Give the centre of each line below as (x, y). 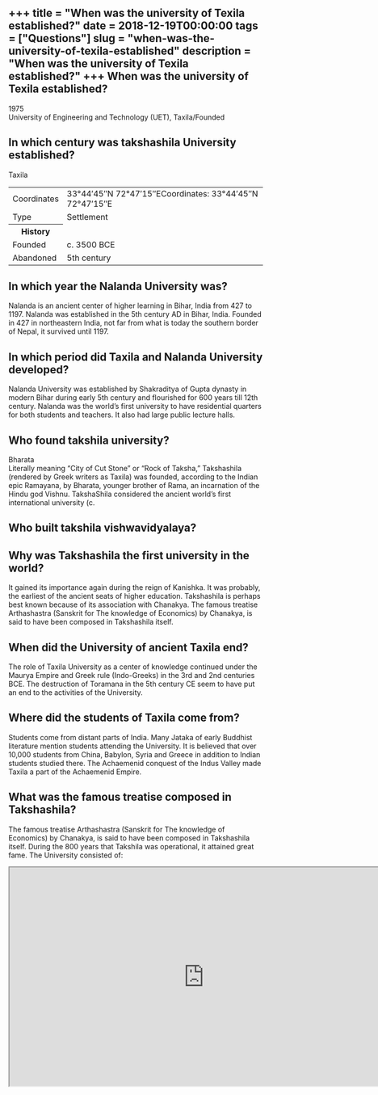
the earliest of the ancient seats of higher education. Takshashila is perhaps (134, 596)
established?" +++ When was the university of (128, 76)
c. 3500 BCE (91, 244)
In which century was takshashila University (122, 143)
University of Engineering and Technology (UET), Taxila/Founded (116, 117)
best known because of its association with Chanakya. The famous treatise (133, 604)
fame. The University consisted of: (66, 855)
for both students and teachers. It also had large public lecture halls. (122, 415)
